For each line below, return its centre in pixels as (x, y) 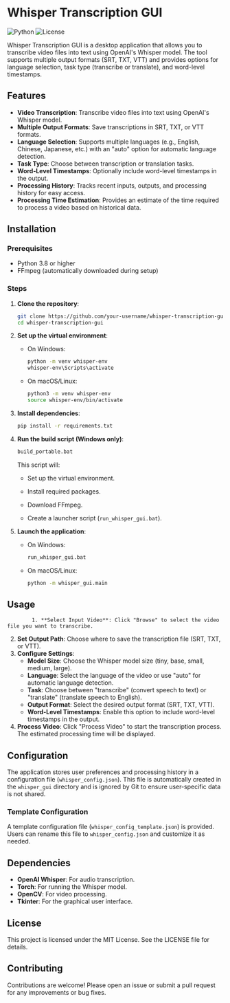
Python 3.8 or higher (46, 263)
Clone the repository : (48, 303)
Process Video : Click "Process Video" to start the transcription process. (119, 727)
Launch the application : (51, 531)
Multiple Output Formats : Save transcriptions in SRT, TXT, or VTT (111, 127)
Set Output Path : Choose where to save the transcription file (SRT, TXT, (119, 639)
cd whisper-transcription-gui (60, 322)
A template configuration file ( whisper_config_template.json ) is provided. (111, 827)
